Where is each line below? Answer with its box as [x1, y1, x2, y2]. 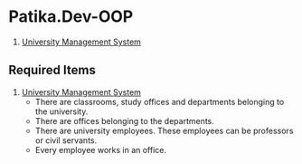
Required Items [8, 63, 96, 78]
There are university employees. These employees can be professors [34, 125, 294, 136]
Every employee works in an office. [34, 144, 166, 155]
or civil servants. [34, 134, 98, 146]
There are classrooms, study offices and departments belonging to [34, 96, 285, 107]
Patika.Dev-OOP [8, 6, 134, 27]
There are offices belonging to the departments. [34, 115, 214, 126]
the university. [34, 106, 89, 117]
